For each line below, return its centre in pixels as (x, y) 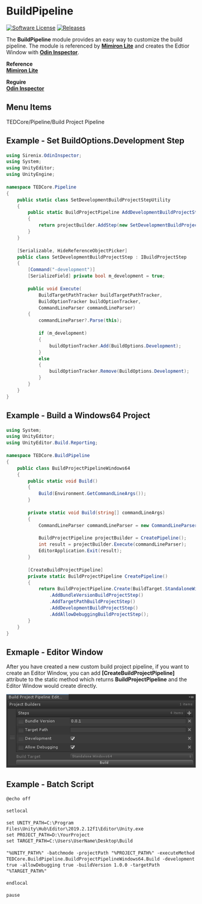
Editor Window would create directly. (52, 686)
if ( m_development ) (63, 333)
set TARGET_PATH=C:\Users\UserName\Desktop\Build (70, 841)
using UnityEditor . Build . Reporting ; (52, 443)
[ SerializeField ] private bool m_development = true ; (96, 276)
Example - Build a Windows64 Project (78, 416)
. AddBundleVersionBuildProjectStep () (96, 595)
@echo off (19, 799)
